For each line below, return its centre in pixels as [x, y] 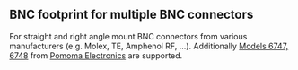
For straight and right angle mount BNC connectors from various [128, 36]
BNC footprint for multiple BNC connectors [131, 15]
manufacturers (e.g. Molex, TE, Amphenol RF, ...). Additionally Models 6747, [149, 46]
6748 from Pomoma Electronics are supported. [96, 55]
